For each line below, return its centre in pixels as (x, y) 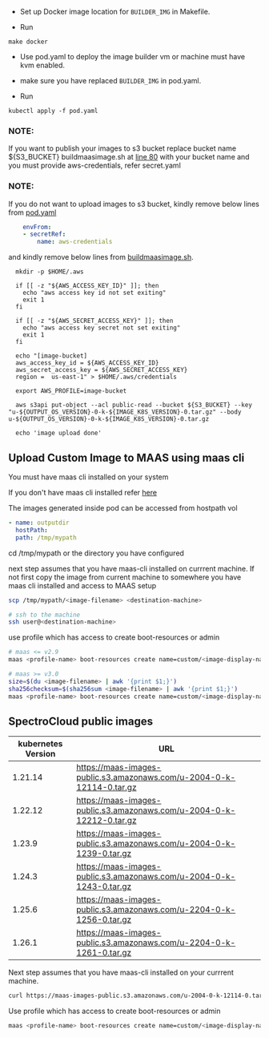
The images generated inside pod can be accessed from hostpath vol (123, 508)
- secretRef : (44, 234)
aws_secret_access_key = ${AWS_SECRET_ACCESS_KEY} (102, 370)
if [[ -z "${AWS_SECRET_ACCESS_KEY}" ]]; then (94, 321)
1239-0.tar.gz (104, 854)
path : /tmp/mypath (46, 537)
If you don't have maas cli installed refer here (83, 493)
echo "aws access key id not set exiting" (94, 293)
